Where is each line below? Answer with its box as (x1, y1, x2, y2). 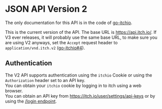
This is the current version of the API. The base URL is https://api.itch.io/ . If (5, 29, 157, 35)
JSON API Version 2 (5, 3, 87, 15)
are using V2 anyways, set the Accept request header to (5, 39, 118, 45)
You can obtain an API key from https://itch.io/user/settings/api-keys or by (5, 93, 156, 99)
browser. (5, 87, 23, 94)
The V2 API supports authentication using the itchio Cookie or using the (5, 72, 152, 78)
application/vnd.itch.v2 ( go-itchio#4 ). (5, 45, 85, 51)
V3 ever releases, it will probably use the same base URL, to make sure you (5, 34, 158, 40)
